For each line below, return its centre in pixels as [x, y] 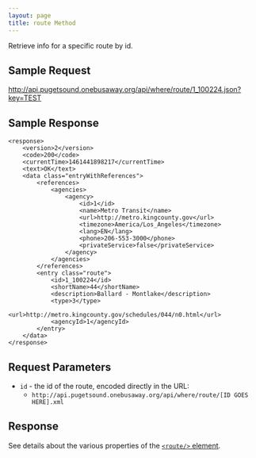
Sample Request [50, 70]
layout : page [30, 15]
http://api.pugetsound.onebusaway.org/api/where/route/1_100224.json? [125, 90]
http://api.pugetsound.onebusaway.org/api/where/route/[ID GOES [140, 395]
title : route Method [42, 23]
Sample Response [53, 123]
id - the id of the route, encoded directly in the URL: [105, 386]
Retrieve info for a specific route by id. [71, 45]
